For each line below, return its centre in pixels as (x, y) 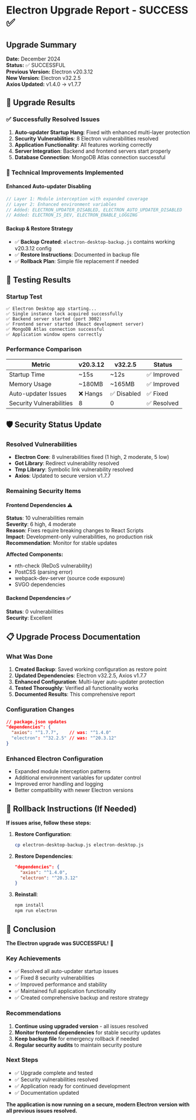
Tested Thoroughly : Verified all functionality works (77, 688)
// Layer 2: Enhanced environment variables (61, 204)
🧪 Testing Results (39, 280)
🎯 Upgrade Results (40, 103)
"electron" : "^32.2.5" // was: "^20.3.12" (64, 738)
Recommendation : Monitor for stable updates (62, 543)
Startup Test (24, 296)
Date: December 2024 (33, 59)
